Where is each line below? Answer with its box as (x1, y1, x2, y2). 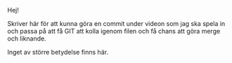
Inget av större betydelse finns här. (7, 48, 109, 56)
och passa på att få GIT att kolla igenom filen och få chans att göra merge (7, 27, 221, 35)
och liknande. (7, 34, 47, 43)
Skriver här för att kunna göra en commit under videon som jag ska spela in (7, 20, 226, 27)
